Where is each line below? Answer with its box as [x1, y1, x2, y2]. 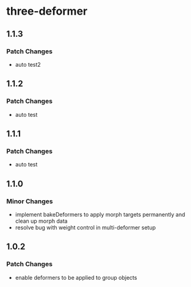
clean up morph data [15, 217, 68, 225]
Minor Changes [6, 197, 53, 206]
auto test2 [15, 61, 41, 68]
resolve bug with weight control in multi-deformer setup [15, 223, 156, 231]
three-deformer [6, 4, 88, 18]
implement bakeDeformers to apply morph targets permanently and [15, 211, 186, 218]
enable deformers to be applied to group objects [15, 274, 137, 281]
